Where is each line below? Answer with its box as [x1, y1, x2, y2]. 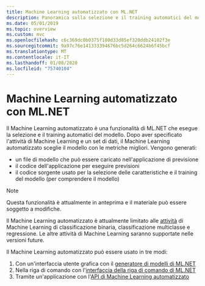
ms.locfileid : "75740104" [6, 65, 72, 72]
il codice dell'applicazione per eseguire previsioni [15, 162, 140, 170]
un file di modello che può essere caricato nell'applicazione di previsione [15, 156, 199, 163]
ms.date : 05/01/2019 [6, 20, 59, 26]
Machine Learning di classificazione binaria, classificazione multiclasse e [6, 223, 190, 231]
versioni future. [6, 237, 45, 244]
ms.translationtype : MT [6, 49, 67, 55]
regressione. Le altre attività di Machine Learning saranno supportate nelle [6, 230, 194, 237]
